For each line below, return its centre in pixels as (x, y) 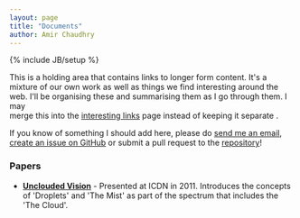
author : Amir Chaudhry (52, 34)
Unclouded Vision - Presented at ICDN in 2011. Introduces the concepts (156, 186)
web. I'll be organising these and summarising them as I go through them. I (148, 96)
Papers (25, 166)
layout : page (34, 18)
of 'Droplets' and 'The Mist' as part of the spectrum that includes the (150, 195)
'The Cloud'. (45, 204)
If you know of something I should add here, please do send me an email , (146, 133)
